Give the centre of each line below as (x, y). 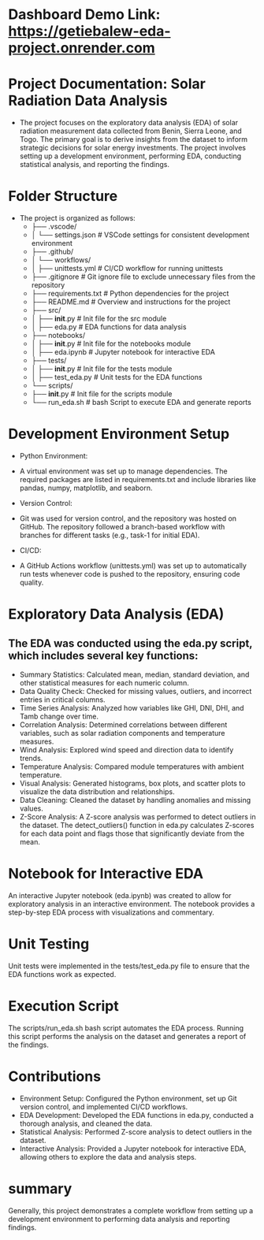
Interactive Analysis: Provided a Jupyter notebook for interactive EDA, (133, 1149)
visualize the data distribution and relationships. (97, 792)
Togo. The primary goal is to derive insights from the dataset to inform (134, 139)
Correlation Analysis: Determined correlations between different (123, 725)
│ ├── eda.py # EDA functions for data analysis (109, 327)
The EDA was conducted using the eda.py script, (130, 643)
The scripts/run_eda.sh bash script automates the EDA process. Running (126, 1028)
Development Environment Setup (119, 434)
